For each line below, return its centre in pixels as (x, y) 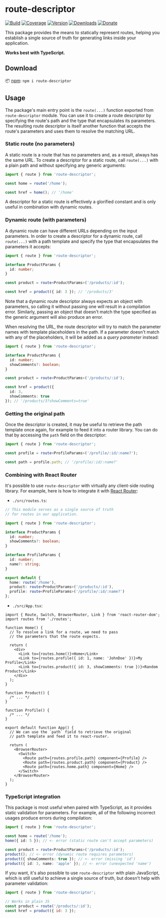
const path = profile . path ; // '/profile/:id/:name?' (62, 462)
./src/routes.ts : (30, 500)
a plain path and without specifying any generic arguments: (65, 165)
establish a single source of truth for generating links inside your (71, 38)
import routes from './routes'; (38, 619)
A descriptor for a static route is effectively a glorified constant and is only (81, 202)
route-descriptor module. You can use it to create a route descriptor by (78, 115)
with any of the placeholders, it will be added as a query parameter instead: (82, 337)
